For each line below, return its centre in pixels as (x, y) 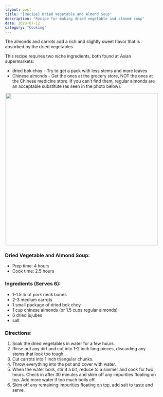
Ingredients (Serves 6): (33, 284)
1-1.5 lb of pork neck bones (39, 294)
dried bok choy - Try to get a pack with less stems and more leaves (80, 71)
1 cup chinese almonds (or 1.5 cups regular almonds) (65, 310)
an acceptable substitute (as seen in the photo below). (67, 86)
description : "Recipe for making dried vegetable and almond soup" (75, 19)
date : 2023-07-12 (23, 23)
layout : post (18, 9)
